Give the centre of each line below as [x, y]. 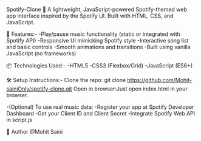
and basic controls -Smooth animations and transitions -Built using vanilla [98, 47]
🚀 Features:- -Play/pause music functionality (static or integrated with [93, 34]
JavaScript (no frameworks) [41, 53]
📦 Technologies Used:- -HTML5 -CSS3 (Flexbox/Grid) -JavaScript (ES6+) [100, 66]
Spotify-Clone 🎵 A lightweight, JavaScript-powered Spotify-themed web [97, 9]
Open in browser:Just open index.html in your [131, 89]
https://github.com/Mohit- [160, 80]
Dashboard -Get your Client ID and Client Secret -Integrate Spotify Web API [101, 113]
